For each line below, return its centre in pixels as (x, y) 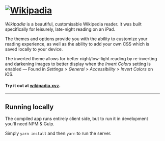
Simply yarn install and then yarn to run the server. (58, 133)
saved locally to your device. (34, 49)
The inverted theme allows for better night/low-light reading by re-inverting (81, 58)
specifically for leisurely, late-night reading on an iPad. (60, 29)
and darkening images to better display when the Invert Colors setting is (78, 64)
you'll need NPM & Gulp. (30, 124)
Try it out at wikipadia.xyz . (33, 85)
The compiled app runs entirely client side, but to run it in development (77, 118)
